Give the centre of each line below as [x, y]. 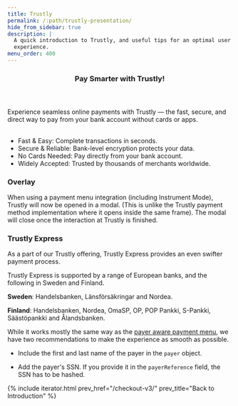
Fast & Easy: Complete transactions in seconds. [88, 140]
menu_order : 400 [31, 54]
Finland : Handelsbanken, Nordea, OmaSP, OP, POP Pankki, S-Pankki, [109, 311]
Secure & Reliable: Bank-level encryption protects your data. [106, 148]
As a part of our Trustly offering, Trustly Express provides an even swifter [115, 254]
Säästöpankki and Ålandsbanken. [56, 318]
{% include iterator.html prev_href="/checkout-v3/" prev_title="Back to [111, 388]
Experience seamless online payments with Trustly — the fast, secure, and [117, 112]
